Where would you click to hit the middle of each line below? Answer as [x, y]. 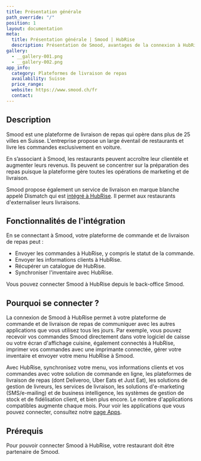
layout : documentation [34, 29]
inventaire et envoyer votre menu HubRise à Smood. [70, 356]
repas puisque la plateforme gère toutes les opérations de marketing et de [98, 171]
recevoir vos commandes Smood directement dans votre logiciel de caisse [98, 337]
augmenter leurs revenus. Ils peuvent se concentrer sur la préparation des [98, 165]
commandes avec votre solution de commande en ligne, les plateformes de [99, 374]
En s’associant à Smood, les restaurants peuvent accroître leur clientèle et [97, 158]
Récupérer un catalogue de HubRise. [60, 266]
